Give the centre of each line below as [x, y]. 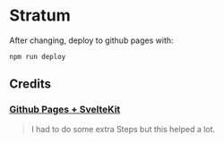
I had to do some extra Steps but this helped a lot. [123, 129]
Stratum [40, 16]
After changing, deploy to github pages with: [91, 40]
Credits [30, 84]
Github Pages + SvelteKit [65, 110]
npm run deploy [38, 56]
